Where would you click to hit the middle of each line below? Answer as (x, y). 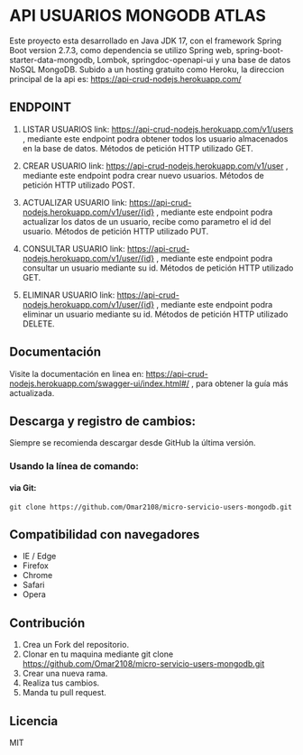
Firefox (36, 566)
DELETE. (39, 323)
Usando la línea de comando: (74, 466)
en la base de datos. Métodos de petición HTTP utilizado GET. (138, 148)
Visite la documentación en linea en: (77, 373)
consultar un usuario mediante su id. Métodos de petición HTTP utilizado (158, 268)
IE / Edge (39, 557)
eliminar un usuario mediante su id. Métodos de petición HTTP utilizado (155, 314)
